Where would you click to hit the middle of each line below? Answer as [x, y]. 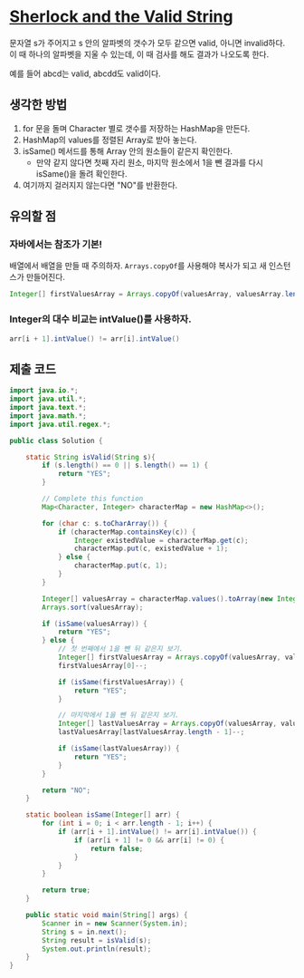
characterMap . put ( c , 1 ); [121, 566]
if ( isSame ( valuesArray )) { [95, 624]
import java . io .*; [44, 391]
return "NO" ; [66, 790]
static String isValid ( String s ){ [90, 457]
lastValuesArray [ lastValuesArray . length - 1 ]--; [151, 732]
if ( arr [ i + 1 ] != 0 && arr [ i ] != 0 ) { [149, 840]
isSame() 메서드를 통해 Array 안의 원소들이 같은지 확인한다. [128, 150]
